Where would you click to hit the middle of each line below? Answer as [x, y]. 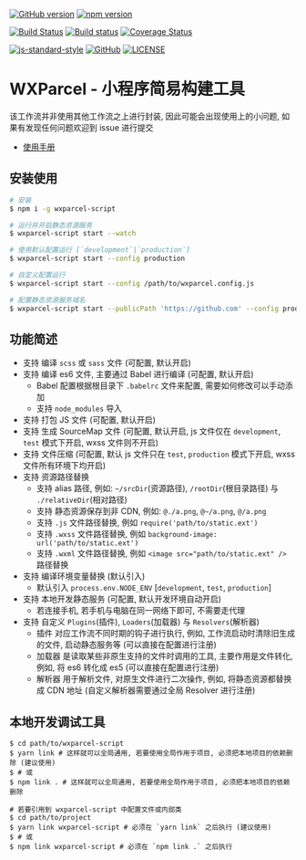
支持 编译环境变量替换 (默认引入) [84, 576]
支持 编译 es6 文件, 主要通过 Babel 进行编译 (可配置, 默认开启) [138, 374]
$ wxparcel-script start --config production [97, 259]
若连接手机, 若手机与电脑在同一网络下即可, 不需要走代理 [141, 611]
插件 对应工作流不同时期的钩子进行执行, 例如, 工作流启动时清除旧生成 [166, 634]
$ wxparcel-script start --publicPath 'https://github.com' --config [144, 309]
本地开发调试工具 [57, 722]
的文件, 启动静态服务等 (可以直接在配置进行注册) [126, 645]
